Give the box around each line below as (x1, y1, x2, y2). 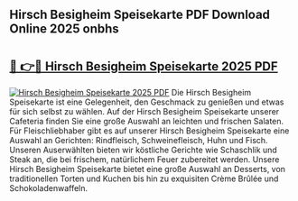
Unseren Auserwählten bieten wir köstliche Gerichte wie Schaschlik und (9, 144, 277, 155)
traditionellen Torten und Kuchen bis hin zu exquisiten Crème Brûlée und (9, 173, 279, 184)
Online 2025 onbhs (9, 22, 119, 37)
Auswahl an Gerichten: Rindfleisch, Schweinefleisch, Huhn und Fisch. (9, 135, 268, 145)
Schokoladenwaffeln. (9, 183, 88, 193)
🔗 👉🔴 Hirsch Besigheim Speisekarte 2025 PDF (9, 59, 278, 74)
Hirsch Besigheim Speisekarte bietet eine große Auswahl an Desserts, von (9, 164, 286, 174)
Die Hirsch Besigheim (171, 87, 252, 97)
